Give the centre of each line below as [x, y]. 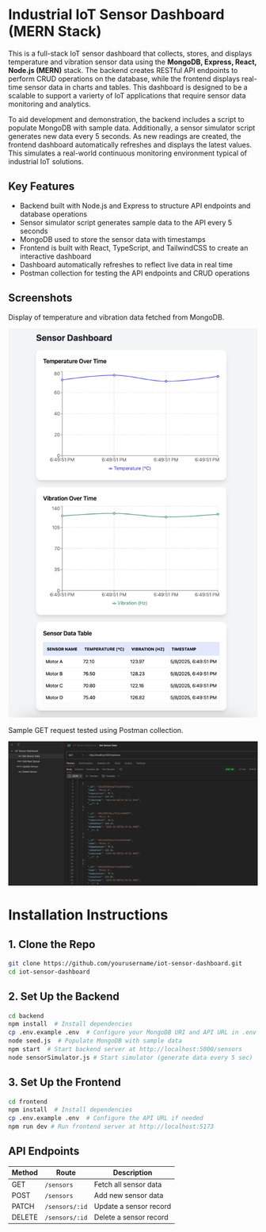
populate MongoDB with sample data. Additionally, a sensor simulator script [132, 128]
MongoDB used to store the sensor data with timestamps [112, 239]
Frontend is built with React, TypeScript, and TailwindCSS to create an [134, 248]
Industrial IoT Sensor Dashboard [116, 15]
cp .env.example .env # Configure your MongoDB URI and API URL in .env [133, 1033]
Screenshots [40, 298]
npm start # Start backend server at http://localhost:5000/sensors [125, 1050]
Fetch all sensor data [128, 1184]
